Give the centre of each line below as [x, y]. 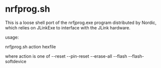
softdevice [16, 61]
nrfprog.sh [28, 9]
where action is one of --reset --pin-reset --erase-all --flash [66, 56]
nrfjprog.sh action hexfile [31, 46]
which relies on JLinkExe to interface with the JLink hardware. [68, 27]
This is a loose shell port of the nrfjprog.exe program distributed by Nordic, [81, 23]
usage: [12, 37]
